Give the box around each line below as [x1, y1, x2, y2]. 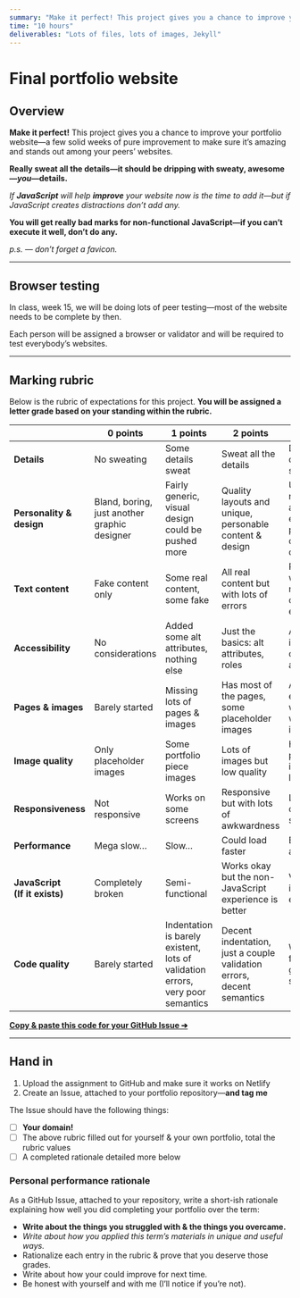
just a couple [221, 947, 276, 959]
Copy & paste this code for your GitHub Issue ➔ [9, 1020, 188, 1030]
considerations [94, 648, 157, 659]
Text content [13, 582, 70, 595]
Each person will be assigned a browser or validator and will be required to [9, 329, 284, 339]
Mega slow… [94, 840, 147, 851]
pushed [164, 535, 197, 547]
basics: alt [221, 636, 264, 649]
